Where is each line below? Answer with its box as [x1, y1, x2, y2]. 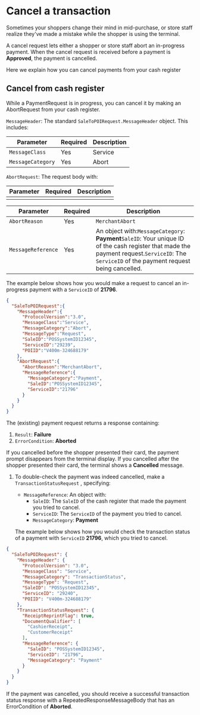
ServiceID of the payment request [95, 256, 190, 265]
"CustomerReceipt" [27, 630, 73, 635]
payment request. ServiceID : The [95, 249, 186, 258]
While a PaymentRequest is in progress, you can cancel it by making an [6, 99, 182, 106]
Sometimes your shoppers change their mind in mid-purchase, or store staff [6, 24, 193, 31]
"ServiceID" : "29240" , [21, 591, 79, 597]
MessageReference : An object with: [23, 491, 107, 499]
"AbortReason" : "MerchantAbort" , [21, 364, 102, 370]
